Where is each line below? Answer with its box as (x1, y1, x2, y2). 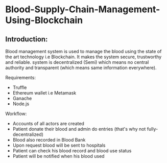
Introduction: (5, 35, 48, 43)
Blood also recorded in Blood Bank (12, 137, 86, 143)
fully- (147, 126, 158, 132)
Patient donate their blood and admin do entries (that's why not (12, 126, 146, 132)
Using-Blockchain (5, 14, 83, 26)
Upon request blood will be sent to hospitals (12, 142, 106, 148)
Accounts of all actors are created (12, 121, 84, 126)
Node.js (12, 101, 30, 107)
